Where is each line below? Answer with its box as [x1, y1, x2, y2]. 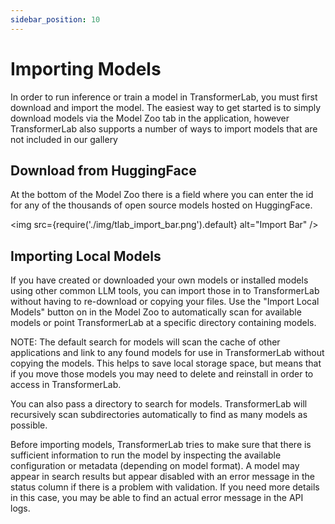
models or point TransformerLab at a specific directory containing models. [10, 317, 317, 329]
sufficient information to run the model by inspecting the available [10, 449, 282, 461]
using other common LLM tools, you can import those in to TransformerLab [10, 285, 320, 297]
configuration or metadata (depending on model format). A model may [10, 460, 300, 472]
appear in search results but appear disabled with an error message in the [10, 471, 315, 483]
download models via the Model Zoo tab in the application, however [10, 112, 290, 124]
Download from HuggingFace [10, 162, 197, 179]
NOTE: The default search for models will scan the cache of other [10, 336, 281, 348]
